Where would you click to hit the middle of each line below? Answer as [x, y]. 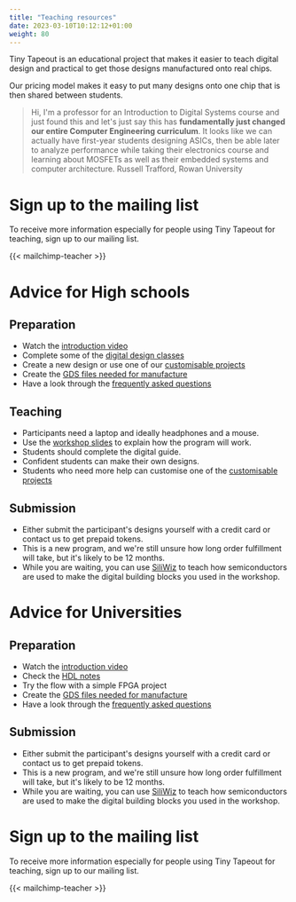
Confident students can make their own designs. [110, 462]
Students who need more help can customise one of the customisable [150, 471]
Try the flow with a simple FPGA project [94, 685]
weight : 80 [29, 34]
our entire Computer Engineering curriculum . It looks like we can [152, 131]
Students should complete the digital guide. [101, 452]
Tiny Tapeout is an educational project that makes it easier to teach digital [144, 59]
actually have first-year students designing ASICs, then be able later [156, 141]
